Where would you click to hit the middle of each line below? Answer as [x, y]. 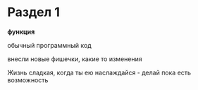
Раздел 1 [33, 12]
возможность [28, 80]
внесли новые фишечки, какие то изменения [75, 59]
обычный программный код [49, 45]
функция [21, 32]
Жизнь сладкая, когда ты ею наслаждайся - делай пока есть [99, 72]
